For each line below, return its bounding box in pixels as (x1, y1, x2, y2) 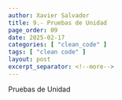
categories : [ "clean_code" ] (8, 41, 108, 49)
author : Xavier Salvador (8, 11, 90, 20)
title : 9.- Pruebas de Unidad (8, 19, 108, 27)
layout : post (8, 56, 51, 64)
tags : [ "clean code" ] (8, 48, 87, 56)
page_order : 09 (8, 26, 58, 34)
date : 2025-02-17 (8, 33, 65, 42)
